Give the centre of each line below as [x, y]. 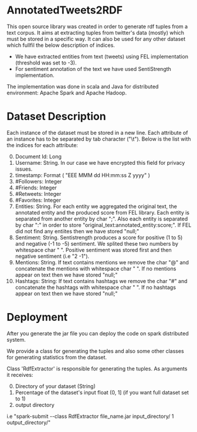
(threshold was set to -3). [46, 63]
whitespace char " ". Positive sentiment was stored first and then [93, 250]
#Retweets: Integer [38, 193]
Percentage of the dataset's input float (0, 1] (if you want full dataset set [102, 392]
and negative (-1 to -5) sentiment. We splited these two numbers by [96, 243]
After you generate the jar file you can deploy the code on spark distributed [98, 333]
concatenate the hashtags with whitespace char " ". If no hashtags [96, 287]
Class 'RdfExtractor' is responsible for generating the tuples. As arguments [97, 368]
